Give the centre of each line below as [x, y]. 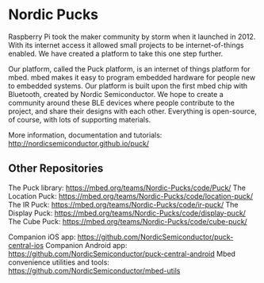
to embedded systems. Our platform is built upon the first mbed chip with [128, 86]
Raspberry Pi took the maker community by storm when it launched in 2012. [132, 37]
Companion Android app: [86, 245]
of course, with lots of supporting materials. [80, 119]
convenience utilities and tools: [59, 262]
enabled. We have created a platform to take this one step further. [116, 53]
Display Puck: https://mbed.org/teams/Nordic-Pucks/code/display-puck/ [127, 213]
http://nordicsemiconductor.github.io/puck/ [78, 143]
